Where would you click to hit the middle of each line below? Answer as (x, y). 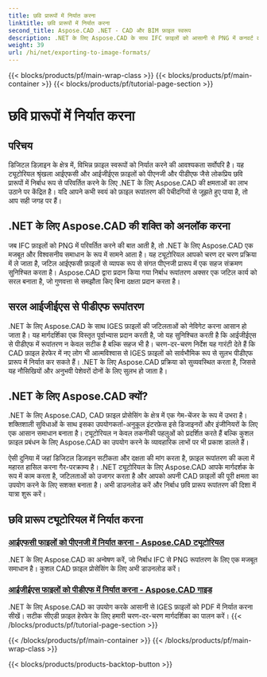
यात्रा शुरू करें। (27, 494)
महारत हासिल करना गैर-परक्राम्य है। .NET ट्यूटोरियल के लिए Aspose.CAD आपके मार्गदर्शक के (132, 468)
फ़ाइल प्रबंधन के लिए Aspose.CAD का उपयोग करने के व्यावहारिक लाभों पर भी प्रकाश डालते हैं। (129, 442)
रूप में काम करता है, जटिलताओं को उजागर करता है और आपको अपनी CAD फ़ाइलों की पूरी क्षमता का (133, 476)
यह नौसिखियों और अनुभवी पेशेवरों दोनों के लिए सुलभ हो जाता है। (88, 370)
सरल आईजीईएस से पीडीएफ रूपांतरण (76, 307)
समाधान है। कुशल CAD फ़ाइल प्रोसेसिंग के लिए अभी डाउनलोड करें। (95, 569)
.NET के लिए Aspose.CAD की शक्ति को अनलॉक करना (119, 227)
